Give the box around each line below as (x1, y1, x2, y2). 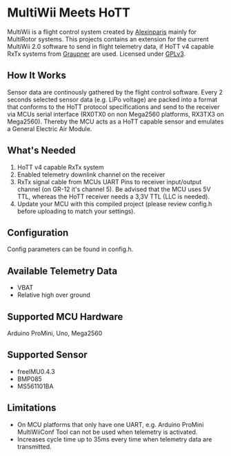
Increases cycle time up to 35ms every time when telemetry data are (17, 435, 212, 443)
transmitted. (17, 442, 52, 450)
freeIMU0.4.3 (17, 367, 55, 375)
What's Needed (7, 145, 76, 157)
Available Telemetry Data (7, 265, 118, 277)
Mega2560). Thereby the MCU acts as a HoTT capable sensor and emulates (7, 117, 224, 126)
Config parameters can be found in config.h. (7, 245, 134, 253)
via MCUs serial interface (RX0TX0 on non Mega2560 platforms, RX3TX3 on (7, 110, 224, 118)
